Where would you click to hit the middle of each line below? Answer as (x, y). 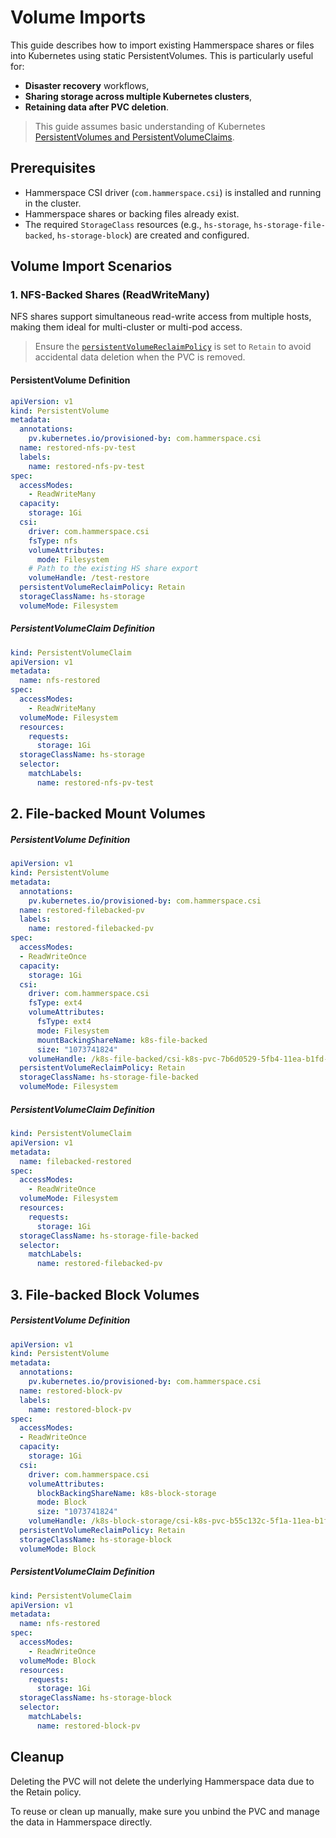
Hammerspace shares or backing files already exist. (132, 213)
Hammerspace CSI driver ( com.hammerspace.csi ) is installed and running (173, 192)
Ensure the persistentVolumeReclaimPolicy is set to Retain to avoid (173, 347)
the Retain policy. (46, 1792)
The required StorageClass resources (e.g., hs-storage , (138, 224)
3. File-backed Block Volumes (105, 1294)
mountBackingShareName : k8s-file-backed (122, 1040)
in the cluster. (53, 203)
